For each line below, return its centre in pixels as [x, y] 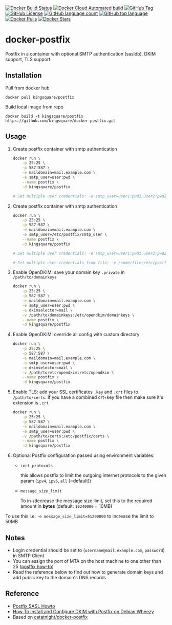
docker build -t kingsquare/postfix [44, 116]
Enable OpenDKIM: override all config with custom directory [76, 335]
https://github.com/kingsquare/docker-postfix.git [60, 121]
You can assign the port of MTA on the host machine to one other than [87, 561]
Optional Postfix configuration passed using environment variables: [83, 455]
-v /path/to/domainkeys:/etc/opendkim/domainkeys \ [78, 315]
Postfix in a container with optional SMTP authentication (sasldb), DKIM [81, 53]
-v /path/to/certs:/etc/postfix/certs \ [66, 436]
